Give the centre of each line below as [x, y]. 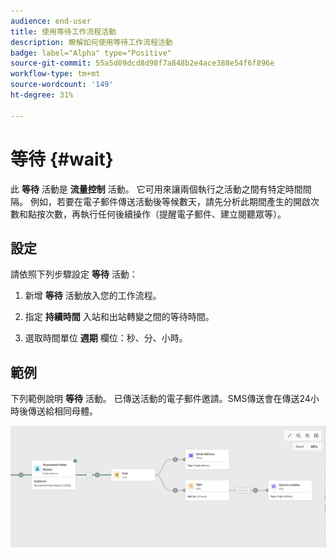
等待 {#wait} [62, 159]
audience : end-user [51, 21]
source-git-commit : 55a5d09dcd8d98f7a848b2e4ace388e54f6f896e [142, 63]
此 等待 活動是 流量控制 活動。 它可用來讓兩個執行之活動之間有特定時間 [156, 189]
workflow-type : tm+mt [55, 74]
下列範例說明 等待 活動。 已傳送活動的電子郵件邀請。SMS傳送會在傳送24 [160, 399]
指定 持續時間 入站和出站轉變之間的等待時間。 [119, 317]
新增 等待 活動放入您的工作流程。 [93, 296]
